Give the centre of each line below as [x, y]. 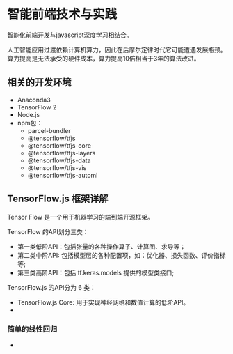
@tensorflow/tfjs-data [59, 160]
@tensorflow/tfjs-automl [63, 175]
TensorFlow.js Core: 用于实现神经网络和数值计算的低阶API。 [103, 302]
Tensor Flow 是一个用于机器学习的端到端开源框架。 [81, 217]
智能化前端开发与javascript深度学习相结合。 [70, 35]
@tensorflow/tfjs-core [59, 145]
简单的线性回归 [32, 330]
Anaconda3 [34, 100]
